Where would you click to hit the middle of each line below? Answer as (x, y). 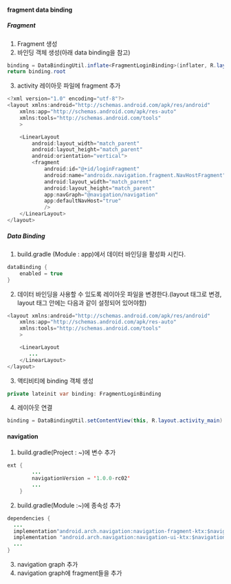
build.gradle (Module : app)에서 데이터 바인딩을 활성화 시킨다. (101, 254)
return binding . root (37, 72)
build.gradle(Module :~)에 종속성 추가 (69, 505)
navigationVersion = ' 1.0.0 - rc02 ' (81, 479)
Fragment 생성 (37, 43)
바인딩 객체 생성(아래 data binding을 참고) (74, 52)
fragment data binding (40, 10)
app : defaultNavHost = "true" (82, 201)
